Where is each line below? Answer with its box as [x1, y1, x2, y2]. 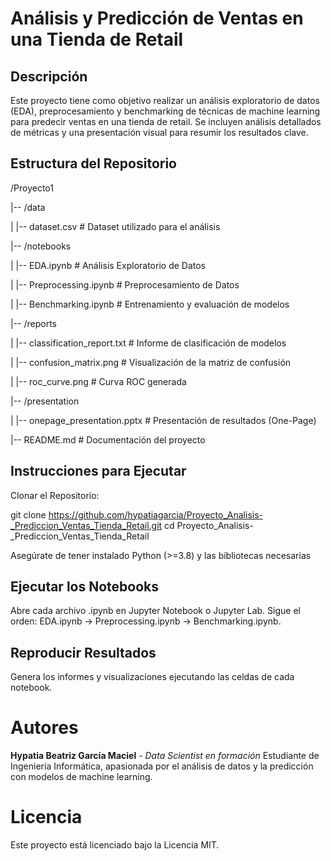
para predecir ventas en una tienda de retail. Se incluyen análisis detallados [10, 116, 322, 127]
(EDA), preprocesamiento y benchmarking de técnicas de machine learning [10, 105, 321, 117]
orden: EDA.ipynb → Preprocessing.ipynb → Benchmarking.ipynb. [10, 615, 282, 627]
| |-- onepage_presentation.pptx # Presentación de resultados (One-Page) [10, 414, 317, 426]
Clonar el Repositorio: [10, 489, 100, 501]
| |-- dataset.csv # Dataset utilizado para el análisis [10, 220, 221, 232]
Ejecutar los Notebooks [10, 578, 160, 596]
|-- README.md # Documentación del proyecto [10, 433, 206, 446]
